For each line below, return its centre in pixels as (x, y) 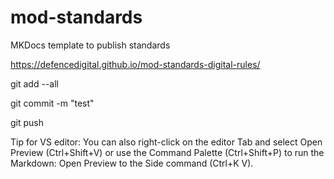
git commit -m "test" (52, 103)
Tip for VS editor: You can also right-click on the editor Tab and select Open (166, 142)
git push (27, 122)
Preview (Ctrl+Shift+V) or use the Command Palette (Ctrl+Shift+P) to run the (167, 152)
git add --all (34, 83)
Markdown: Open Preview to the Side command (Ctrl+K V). (132, 163)
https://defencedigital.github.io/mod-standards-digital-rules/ (135, 64)
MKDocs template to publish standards (90, 45)
